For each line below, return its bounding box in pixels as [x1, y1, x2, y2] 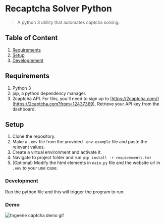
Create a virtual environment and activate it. [12, 149, 102, 155]
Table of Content [5, 34, 58, 42]
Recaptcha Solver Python [5, 3, 112, 14]
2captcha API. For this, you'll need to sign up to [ [12, 95, 112, 102]
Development [5, 177, 39, 184]
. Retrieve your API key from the [94, 101, 160, 107]
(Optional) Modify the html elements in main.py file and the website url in [12, 160, 161, 166]
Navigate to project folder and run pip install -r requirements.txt [12, 155, 152, 161]
